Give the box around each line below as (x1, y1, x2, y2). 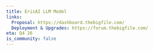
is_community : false (6, 36, 57, 42)
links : (6, 14, 22, 20)
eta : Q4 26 (6, 30, 33, 36)
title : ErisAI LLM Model (6, 8, 67, 15)
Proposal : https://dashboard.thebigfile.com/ (11, 19, 125, 25)
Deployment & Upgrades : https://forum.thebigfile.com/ (11, 25, 149, 31)
